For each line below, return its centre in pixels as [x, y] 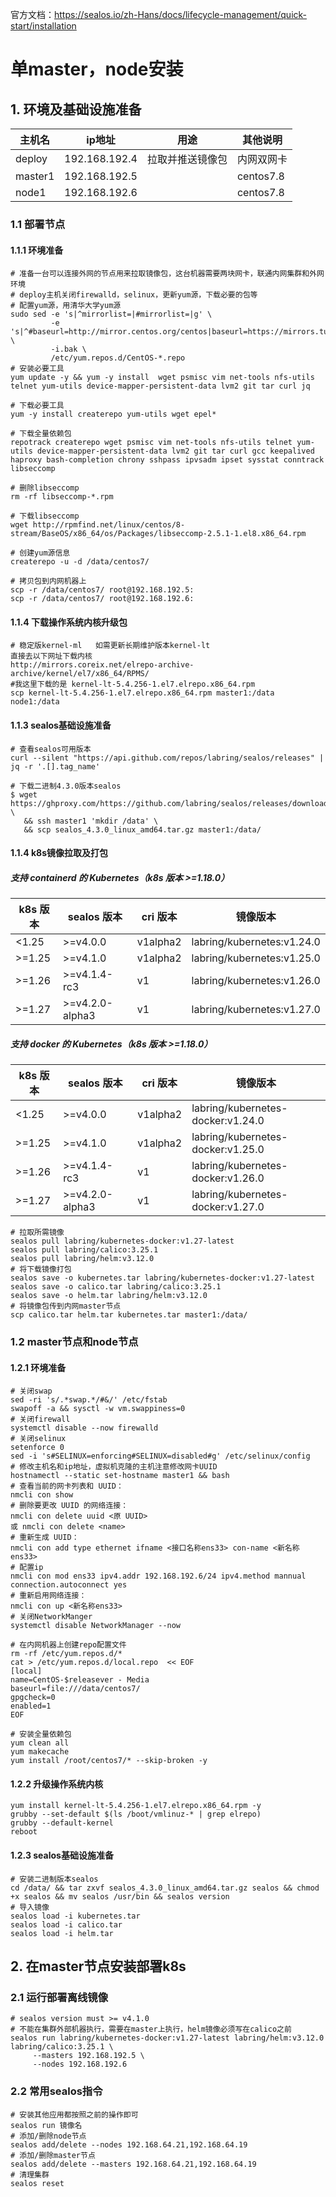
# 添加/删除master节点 [53, 2155]
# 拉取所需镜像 [37, 1233]
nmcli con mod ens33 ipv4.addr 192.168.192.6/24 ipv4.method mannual [158, 1576]
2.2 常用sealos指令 [56, 2091]
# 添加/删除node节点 [48, 2136]
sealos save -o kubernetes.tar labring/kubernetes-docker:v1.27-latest [162, 1278]
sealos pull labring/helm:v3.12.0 [82, 1259]
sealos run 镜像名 [46, 2125]
